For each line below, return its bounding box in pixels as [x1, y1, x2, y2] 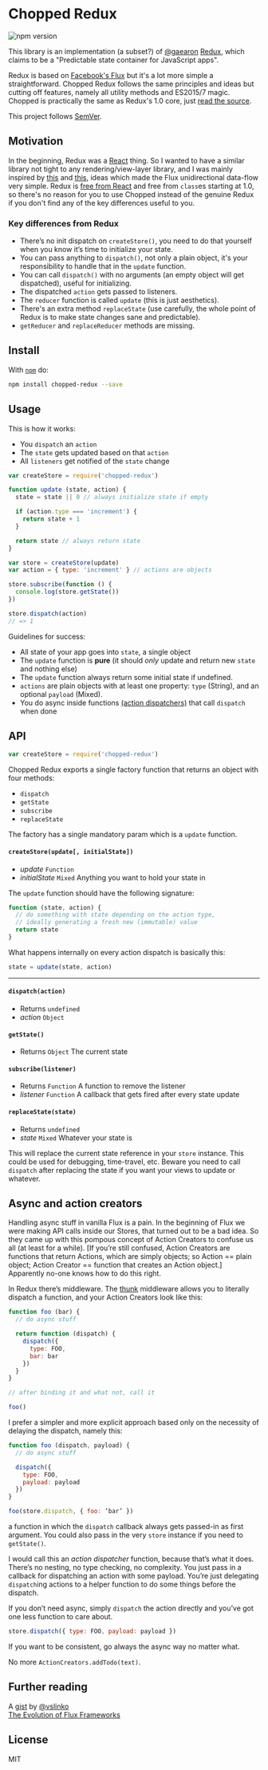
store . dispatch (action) [8, 609, 88, 618]
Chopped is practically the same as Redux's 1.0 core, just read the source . [8, 96, 252, 105]
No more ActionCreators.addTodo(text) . [8, 1657, 141, 1666]
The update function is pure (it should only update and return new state [19, 655, 256, 665]
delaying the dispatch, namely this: [8, 1426, 123, 1436]
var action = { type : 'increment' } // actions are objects [8, 566, 213, 574]
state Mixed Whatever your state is [19, 1133, 133, 1143]
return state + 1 [22, 515, 81, 523]
